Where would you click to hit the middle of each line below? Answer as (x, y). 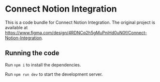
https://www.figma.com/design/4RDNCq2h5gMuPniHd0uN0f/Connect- (76, 33)
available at (16, 27)
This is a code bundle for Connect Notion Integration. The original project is (80, 22)
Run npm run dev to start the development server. (54, 74)
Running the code (32, 53)
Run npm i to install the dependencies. (43, 65)
